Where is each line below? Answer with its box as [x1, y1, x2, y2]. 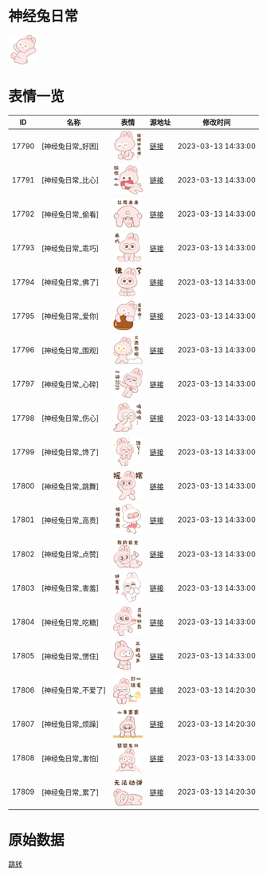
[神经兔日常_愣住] [41, 651, 100, 661]
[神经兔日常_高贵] [41, 515, 100, 524]
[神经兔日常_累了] [41, 787, 100, 797]
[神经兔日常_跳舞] [41, 481, 100, 491]
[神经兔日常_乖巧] [41, 243, 100, 253]
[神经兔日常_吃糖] [41, 617, 100, 627]
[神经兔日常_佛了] [41, 277, 100, 287]
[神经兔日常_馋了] [41, 447, 100, 457]
